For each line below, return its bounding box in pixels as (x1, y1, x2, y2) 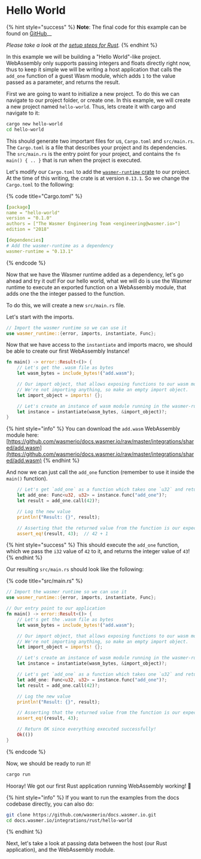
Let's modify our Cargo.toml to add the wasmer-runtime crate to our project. (6, 168, 191, 175)
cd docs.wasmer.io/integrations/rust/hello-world (6, 817, 133, 824)
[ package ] (6, 204, 31, 210)
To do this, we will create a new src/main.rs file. (6, 301, 126, 309)
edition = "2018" (6, 226, 50, 233)
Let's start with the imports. (6, 313, 74, 320)
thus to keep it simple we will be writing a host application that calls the (6, 65, 182, 73)
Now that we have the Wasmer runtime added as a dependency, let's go (6, 271, 184, 278)
